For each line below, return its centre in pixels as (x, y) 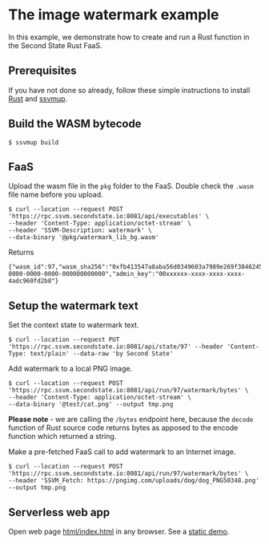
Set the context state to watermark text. (74, 325)
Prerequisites (42, 71)
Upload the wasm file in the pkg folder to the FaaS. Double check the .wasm (131, 186)
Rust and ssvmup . (38, 99)
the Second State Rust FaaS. (55, 45)
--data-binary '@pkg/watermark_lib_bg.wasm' (84, 237)
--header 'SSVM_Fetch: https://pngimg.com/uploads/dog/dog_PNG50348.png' (134, 481)
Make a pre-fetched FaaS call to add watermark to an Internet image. (122, 452)
